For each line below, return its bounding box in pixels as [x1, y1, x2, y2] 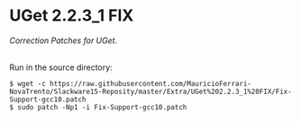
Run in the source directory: [9, 62, 113, 73]
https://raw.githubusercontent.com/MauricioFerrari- [49, 79, 252, 88]
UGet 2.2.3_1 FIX [9, 5, 134, 26]
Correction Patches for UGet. [9, 35, 118, 46]
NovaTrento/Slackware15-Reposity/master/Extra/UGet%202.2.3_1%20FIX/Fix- [9, 87, 293, 96]
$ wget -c [9, 79, 47, 88]
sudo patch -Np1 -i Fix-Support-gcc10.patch [17, 102, 187, 112]
